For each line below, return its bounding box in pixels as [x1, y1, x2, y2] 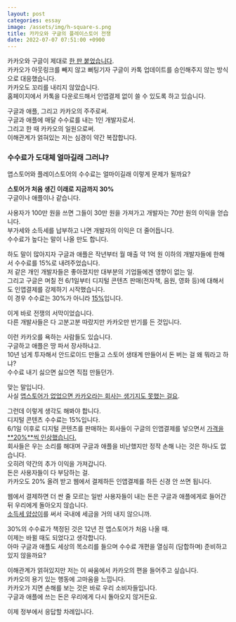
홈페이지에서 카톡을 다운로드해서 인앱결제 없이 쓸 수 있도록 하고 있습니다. [7, 92, 206, 101]
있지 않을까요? [7, 551, 47, 560]
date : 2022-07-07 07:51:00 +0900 [7, 37, 105, 44]
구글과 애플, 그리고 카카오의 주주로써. [7, 107, 109, 116]
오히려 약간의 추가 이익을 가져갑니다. [7, 459, 107, 468]
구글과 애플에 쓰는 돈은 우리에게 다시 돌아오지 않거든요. [7, 592, 157, 601]
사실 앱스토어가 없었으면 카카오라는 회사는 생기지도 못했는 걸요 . [7, 392, 181, 400]
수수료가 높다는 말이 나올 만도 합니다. [7, 235, 109, 244]
